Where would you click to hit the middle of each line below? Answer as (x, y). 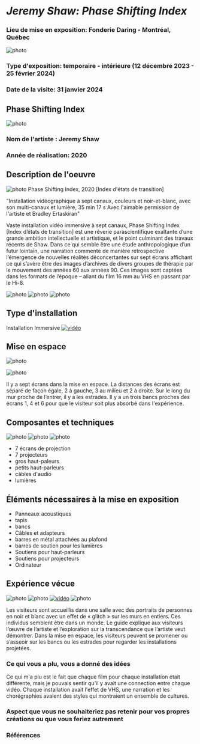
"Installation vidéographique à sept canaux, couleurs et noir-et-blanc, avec (99, 201)
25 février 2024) (31, 73)
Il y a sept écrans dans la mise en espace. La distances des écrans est (93, 384)
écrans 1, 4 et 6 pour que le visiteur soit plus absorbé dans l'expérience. (95, 403)
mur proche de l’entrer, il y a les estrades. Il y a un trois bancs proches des (98, 397)
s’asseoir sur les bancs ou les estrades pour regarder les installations (91, 642)
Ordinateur (28, 565)
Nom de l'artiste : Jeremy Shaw (53, 139)
